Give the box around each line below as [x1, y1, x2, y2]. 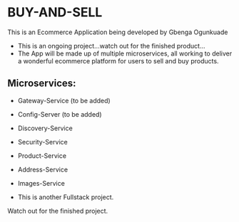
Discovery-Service [17, 124, 73, 132]
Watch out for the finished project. [7, 206, 108, 215]
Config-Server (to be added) [17, 110, 102, 118]
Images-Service [17, 179, 66, 187]
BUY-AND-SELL [7, 4, 103, 21]
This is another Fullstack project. [17, 193, 114, 201]
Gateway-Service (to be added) [17, 96, 111, 105]
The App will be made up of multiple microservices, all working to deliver [17, 49, 233, 58]
